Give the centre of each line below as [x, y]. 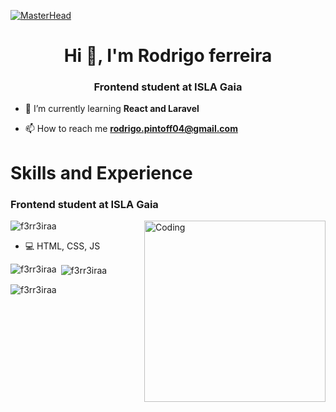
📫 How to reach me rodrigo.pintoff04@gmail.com [131, 129]
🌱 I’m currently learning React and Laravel [112, 109]
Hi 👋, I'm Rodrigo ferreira [168, 56]
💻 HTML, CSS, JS [62, 246]
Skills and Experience [101, 172]
